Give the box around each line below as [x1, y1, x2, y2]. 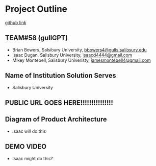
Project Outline [5, 3, 68, 15]
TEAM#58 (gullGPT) [5, 34, 68, 42]
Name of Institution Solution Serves [5, 71, 116, 80]
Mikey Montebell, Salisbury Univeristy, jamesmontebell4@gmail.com [12, 57, 151, 63]
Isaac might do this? [12, 155, 53, 161]
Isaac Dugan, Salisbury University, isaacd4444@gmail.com [12, 52, 132, 58]
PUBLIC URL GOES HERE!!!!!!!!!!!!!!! [5, 98, 114, 107]
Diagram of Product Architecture [5, 115, 107, 123]
